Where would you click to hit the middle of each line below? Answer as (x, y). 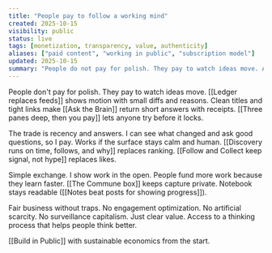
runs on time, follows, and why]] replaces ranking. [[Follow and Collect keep (135, 150)
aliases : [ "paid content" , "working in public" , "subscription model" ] (132, 54)
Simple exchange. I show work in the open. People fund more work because (136, 174)
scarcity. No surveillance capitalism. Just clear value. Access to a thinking (132, 217)
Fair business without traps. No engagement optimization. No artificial (125, 208)
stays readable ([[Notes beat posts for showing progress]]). (108, 192)
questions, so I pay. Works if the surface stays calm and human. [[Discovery (136, 142)
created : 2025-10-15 (43, 24)
